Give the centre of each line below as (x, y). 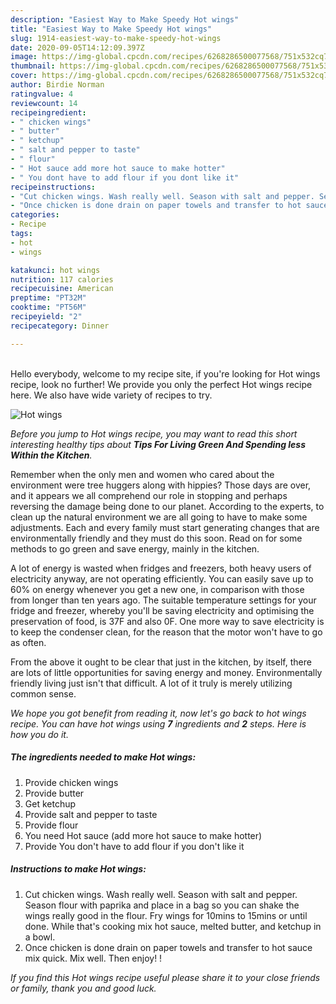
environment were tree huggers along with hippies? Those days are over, (161, 485)
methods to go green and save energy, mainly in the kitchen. (135, 548)
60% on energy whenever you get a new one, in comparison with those (157, 589)
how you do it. (39, 734)
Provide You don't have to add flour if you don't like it (134, 846)
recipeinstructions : (53, 187)
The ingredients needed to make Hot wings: (103, 757)
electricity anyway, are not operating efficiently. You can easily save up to (162, 578)
